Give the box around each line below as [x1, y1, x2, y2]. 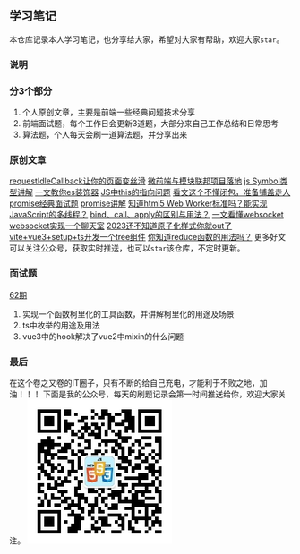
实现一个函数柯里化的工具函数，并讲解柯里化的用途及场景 [21, 308, 235, 320]
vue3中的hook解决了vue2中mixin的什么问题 [21, 330, 184, 342]
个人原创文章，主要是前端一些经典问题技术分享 [21, 107, 195, 118]
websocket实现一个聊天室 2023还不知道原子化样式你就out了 [9, 220, 233, 231]
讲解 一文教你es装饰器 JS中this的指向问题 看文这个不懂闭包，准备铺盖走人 [16, 187, 291, 198]
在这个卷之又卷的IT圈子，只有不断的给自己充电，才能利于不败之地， [9, 377, 260, 388]
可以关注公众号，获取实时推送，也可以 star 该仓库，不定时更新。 [9, 243, 245, 253]
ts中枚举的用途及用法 [21, 320, 100, 330]
